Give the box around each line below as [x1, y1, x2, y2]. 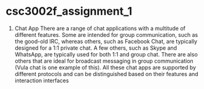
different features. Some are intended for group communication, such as [14, 31, 198, 38]
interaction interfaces [14, 77, 69, 84]
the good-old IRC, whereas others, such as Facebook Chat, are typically [14, 37, 198, 45]
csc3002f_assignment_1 [6, 4, 133, 18]
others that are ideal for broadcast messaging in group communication [14, 57, 194, 64]
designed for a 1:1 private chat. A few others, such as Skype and [14, 44, 178, 52]
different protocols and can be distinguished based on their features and [14, 70, 198, 77]
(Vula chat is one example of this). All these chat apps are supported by [14, 63, 196, 71]
